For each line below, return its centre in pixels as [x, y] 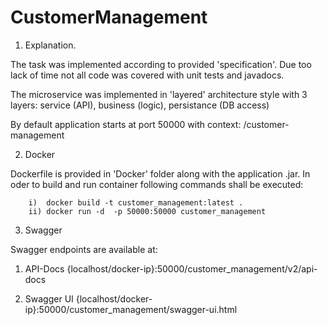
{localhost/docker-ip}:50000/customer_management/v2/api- [192, 268]
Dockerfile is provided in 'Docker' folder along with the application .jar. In [160, 173]
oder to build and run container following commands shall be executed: [157, 184]
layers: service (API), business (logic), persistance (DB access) [140, 105]
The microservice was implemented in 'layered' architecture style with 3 [159, 94]
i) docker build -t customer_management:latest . [136, 202]
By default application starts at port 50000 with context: [126, 124]
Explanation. [50, 45]
